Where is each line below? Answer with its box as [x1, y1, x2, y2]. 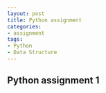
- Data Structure [7, 49, 58, 56]
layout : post [7, 10, 45, 17]
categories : [7, 23, 42, 30]
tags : [7, 36, 23, 43]
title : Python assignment [7, 17, 82, 24]
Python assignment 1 [7, 74, 100, 87]
